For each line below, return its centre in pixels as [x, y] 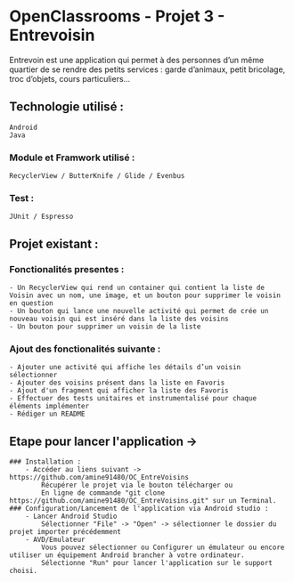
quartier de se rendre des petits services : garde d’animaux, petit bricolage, [147, 69]
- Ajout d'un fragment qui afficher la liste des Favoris [119, 391]
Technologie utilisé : [67, 107]
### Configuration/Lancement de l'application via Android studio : [139, 509]
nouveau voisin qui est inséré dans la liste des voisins [119, 319]
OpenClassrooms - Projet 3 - [117, 16]
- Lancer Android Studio [71, 517]
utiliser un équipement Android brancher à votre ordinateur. [127, 555]
